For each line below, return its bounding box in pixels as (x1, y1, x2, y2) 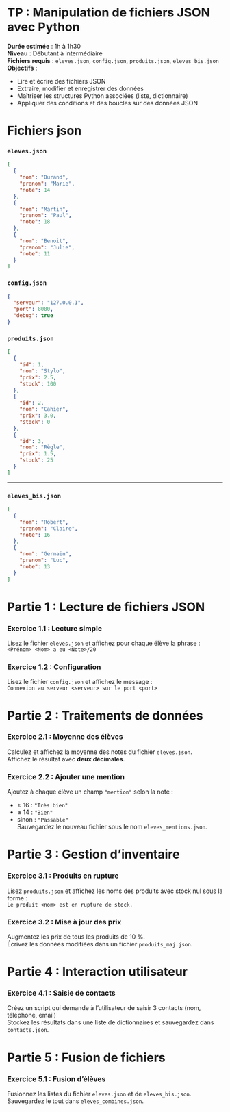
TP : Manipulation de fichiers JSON (7, 5, 211, 21)
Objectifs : (7, 64, 38, 72)
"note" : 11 (19, 250, 51, 257)
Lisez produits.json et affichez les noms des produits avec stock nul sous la (7, 887, 223, 895)
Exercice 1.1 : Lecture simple (7, 623, 103, 633)
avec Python (7, 19, 80, 35)
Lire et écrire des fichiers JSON (16, 77, 106, 85)
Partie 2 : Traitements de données (7, 707, 203, 723)
